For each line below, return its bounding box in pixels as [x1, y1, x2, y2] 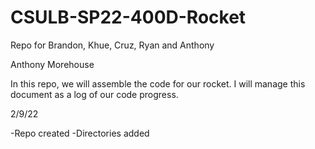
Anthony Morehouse [10, 58, 95, 70]
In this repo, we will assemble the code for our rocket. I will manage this [10, 77, 306, 90]
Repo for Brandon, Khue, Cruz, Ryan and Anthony [10, 39, 215, 51]
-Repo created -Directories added [10, 127, 150, 139]
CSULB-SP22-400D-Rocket [10, 6, 247, 29]
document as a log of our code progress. [10, 88, 179, 100]
